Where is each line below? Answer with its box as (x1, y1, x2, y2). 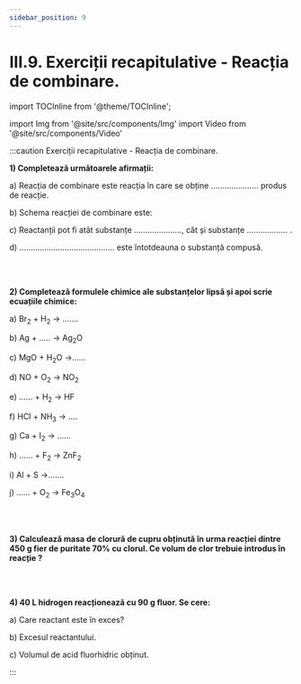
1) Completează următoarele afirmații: (9, 163, 155, 173)
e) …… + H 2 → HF (9, 391, 75, 404)
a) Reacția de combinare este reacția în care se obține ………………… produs (9, 180, 288, 191)
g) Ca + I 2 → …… (9, 431, 72, 443)
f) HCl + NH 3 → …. (9, 411, 78, 423)
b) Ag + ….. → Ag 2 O (9, 333, 84, 346)
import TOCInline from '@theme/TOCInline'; (9, 101, 172, 111)
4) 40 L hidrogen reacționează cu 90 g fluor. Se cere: (9, 597, 211, 608)
